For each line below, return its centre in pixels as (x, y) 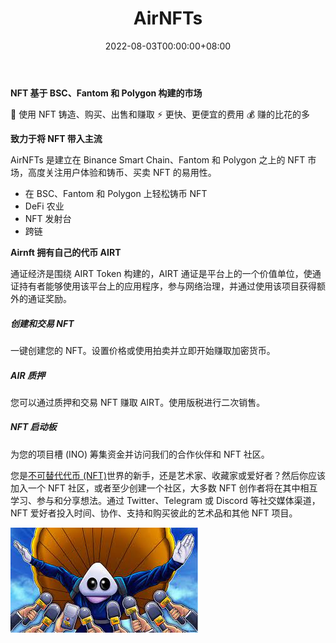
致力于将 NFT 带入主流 (56, 138)
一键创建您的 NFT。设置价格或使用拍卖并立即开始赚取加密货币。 (143, 350)
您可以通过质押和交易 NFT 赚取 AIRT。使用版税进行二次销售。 (138, 402)
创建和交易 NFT (42, 323)
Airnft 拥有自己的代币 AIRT (66, 252)
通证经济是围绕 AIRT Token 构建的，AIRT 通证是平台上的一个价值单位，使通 (166, 273)
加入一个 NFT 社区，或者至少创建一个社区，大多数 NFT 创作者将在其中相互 (164, 488)
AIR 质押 (27, 375)
